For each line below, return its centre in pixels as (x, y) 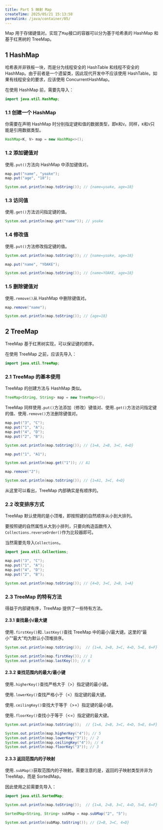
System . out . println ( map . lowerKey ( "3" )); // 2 (52, 738)
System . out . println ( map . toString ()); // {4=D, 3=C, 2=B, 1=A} (69, 583)
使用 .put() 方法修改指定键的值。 (37, 246)
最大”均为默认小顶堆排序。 (40, 638)
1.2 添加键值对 (22, 153)
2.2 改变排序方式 (25, 504)
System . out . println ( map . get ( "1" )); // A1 (48, 463)
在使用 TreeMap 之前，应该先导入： (41, 354)
